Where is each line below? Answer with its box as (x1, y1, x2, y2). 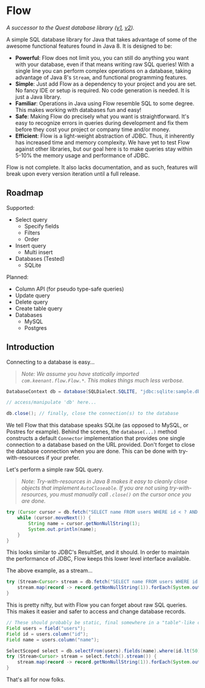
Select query (15, 215, 48, 223)
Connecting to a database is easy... (6, 358, 95, 365)
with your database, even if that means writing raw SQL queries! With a (15, 61, 194, 68)
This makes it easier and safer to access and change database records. (6, 608, 186, 615)
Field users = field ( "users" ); (6, 625, 86, 631)
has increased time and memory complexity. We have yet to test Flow (15, 138, 190, 146)
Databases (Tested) (15, 255, 65, 262)
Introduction (6, 342, 55, 353)
